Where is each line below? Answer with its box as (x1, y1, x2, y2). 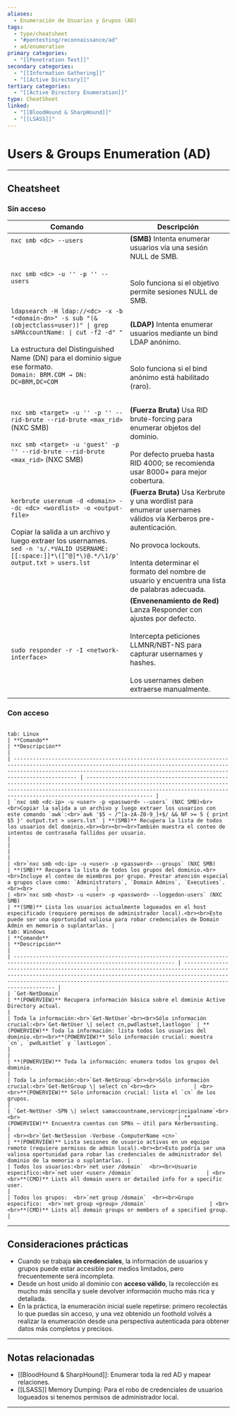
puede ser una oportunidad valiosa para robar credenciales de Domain (7, 916, 219, 923)
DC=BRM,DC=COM (11, 378, 59, 386)
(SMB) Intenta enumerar (130, 234, 210, 244)
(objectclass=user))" (11, 321, 83, 329)
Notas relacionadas (7, 1351, 95, 1363)
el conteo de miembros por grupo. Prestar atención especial (44, 872, 229, 880)
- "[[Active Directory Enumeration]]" (13, 89, 128, 96)
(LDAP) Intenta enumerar (130, 319, 214, 329)
